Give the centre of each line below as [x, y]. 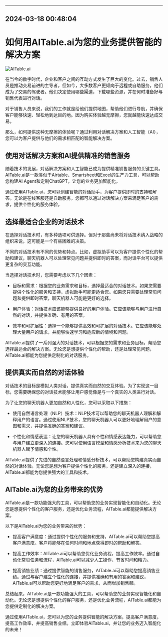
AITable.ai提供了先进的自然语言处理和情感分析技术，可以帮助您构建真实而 [81, 459]
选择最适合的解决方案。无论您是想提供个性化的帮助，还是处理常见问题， [79, 349]
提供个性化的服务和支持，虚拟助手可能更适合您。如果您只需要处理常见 [85, 292]
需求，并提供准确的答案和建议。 [54, 426]
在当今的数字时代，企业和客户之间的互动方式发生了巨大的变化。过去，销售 [82, 79]
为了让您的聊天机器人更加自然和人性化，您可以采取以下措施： [69, 403]
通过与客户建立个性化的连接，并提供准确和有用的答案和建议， [85, 577]
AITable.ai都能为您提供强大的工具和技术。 [48, 472]
